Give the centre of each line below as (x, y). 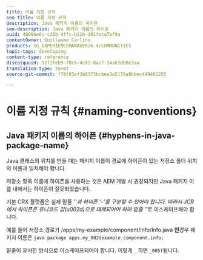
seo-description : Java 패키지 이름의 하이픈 (58, 29)
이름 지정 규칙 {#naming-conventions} (102, 111)
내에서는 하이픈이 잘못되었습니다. (52, 189)
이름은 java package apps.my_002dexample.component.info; (91, 238)
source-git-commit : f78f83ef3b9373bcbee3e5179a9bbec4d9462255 (86, 74)
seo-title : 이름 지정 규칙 (36, 18)
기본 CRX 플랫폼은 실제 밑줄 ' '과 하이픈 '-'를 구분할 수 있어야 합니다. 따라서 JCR (100, 202)
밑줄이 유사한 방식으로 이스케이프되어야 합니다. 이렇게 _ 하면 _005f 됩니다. (93, 250)
